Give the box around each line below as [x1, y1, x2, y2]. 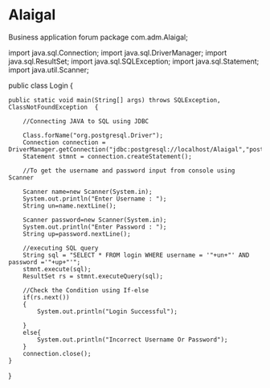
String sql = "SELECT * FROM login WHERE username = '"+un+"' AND [22, 251, 250, 259]
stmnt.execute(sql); [22, 265, 92, 273]
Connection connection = [22, 138, 106, 147]
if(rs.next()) [22, 293, 70, 301]
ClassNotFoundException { [8, 103, 99, 111]
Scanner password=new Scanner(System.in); [22, 216, 167, 224]
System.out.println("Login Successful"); [37, 308, 178, 316]
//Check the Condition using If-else [22, 286, 149, 295]
